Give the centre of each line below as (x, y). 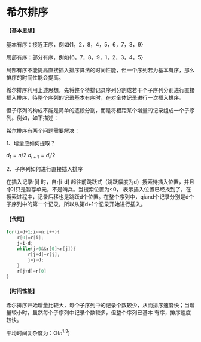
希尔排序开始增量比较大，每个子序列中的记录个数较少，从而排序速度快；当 (98, 305)
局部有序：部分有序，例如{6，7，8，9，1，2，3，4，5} (75, 57)
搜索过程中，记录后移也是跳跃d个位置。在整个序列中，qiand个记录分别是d (98, 197)
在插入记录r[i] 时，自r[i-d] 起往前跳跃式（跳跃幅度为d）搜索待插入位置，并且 (100, 182)
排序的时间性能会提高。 (35, 78)
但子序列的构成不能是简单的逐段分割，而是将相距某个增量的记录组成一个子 (98, 111)
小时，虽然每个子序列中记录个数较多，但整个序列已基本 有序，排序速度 (104, 313)
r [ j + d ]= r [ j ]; (44, 254)
